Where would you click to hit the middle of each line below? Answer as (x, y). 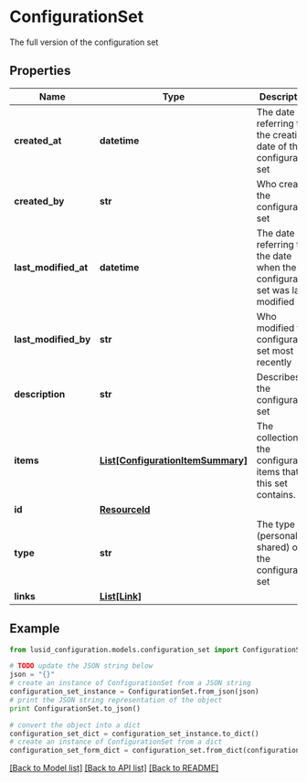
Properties (40, 71)
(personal (277, 535)
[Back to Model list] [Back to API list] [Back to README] (114, 768)
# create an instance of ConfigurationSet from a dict (116, 742)
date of (272, 146)
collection (277, 438)
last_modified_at (51, 267)
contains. (276, 494)
